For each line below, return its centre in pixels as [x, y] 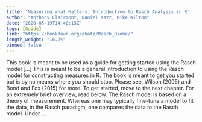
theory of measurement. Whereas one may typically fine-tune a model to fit [100, 100]
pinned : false [24, 46]
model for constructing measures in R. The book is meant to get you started [100, 75]
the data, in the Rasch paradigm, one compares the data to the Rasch [92, 107]
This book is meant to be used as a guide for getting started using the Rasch [101, 62]
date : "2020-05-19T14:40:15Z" [44, 23]
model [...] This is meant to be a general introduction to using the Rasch [95, 69]
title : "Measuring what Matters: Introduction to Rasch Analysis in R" [98, 12]
